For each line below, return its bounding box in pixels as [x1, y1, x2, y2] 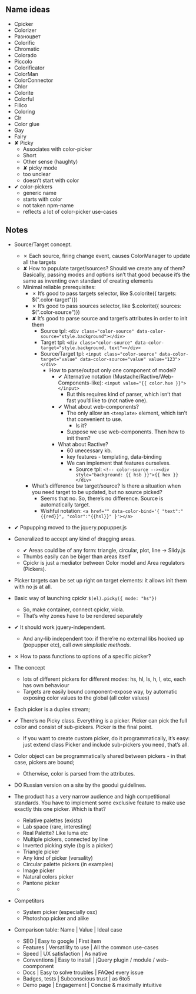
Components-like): [58, 379, 104, 386]
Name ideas [5, 5, 51, 15]
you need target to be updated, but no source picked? [31, 488, 162, 495]
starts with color [22, 196, 62, 203]
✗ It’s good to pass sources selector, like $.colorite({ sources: [31, 302, 182, 309]
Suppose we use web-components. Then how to [67, 428, 185, 435]
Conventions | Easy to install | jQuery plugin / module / [22, 956, 155, 963]
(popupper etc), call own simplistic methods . [22, 641, 131, 648]
